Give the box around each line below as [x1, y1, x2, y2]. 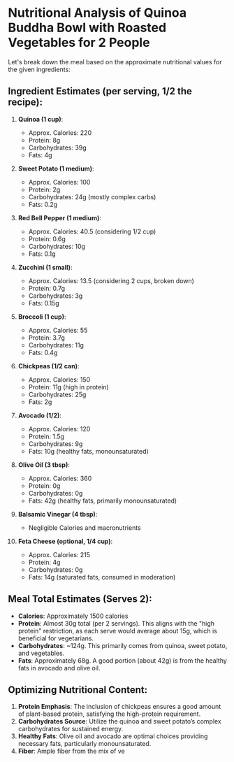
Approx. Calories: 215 [28, 550, 90, 559]
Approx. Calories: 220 [28, 128, 92, 137]
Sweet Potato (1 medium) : [17, 164, 94, 173]
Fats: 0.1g [28, 250, 56, 258]
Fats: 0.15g [28, 299, 60, 307]
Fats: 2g [28, 397, 52, 406]
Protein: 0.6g [28, 234, 66, 243]
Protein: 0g [28, 481, 61, 490]
